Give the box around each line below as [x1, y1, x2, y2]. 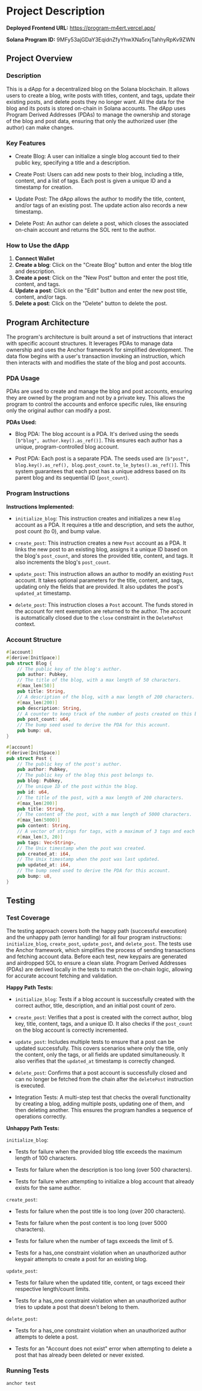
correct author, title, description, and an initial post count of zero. [14, 1002, 176, 1009]
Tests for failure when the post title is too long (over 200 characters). [14, 1207, 186, 1215]
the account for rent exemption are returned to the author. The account [14, 607, 191, 615]
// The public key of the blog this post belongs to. [17, 772, 155, 778]
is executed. [14, 1082, 46, 1089]
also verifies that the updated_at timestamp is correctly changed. [14, 1058, 176, 1065]
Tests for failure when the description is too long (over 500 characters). [14, 1166, 192, 1174]
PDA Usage [6, 374, 40, 382]
